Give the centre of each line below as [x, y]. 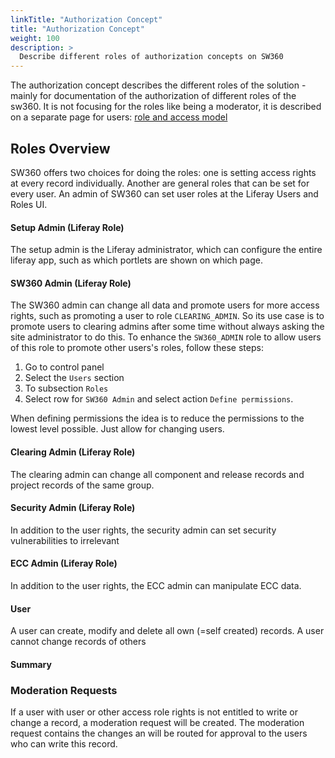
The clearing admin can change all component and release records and [157, 474]
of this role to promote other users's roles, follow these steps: [137, 348]
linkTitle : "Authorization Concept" [86, 19]
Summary [31, 664]
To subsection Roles [66, 388]
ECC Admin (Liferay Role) [64, 563]
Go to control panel [64, 367]
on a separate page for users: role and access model [119, 117]
